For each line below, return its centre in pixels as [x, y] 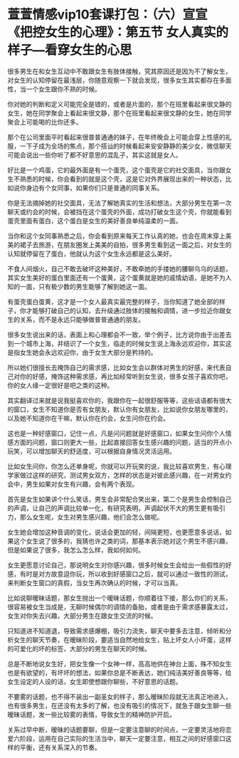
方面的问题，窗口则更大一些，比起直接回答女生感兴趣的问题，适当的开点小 [122, 442]
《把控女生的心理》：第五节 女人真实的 [118, 32]
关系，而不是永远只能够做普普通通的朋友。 [82, 319]
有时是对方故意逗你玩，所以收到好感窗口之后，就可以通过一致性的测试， [126, 574]
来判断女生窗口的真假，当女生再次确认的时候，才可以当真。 [95, 583]
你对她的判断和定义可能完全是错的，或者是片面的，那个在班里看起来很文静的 [119, 104]
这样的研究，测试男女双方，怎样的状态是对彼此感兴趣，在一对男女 [128, 475]
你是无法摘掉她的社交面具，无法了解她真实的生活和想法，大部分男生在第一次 [119, 203]
